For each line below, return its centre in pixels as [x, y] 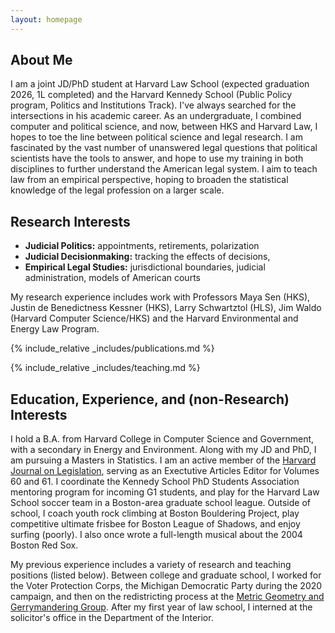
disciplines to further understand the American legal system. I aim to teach [164, 169]
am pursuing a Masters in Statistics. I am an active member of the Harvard [163, 460]
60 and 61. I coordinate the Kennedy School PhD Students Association [155, 482]
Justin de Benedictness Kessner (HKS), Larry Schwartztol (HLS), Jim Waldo [166, 308]
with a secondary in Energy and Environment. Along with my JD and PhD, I [163, 450]
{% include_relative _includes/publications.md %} [112, 348]
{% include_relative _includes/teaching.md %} [105, 368]
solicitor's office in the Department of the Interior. [112, 618]
